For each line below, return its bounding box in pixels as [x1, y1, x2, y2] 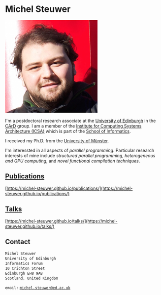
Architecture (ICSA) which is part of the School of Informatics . [5, 128, 131, 134]
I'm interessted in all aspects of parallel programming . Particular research [5, 147, 155, 153]
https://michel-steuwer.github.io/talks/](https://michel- [6, 218, 118, 224]
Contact [5, 237, 31, 246]
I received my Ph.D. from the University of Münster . [5, 137, 109, 144]
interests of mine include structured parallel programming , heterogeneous [5, 152, 156, 159]
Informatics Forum [5, 261, 43, 266]
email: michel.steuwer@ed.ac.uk [5, 286, 70, 291]
